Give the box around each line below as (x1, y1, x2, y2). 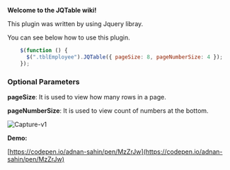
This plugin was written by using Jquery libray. (7, 20, 144, 28)
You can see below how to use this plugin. (7, 33, 131, 42)
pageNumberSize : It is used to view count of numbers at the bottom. (7, 106, 209, 115)
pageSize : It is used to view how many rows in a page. (7, 92, 166, 101)
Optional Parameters (7, 77, 80, 87)
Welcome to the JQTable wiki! (7, 6, 97, 14)
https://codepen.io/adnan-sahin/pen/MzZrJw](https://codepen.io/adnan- (9, 147, 223, 156)
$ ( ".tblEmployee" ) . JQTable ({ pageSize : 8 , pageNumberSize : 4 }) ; (25, 53, 224, 61)
